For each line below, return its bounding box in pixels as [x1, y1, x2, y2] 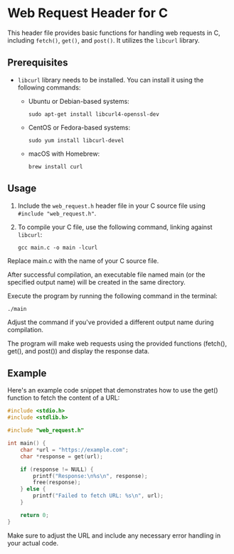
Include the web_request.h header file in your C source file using [17, 201, 206, 210]
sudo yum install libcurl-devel [28, 137, 124, 144]
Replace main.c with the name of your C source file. [7, 256, 159, 265]
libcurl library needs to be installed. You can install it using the [17, 75, 204, 84]
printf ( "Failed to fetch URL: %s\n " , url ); [33, 492, 164, 499]
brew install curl [28, 163, 83, 170]
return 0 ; [20, 511, 50, 518]
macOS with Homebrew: [28, 149, 100, 158]
